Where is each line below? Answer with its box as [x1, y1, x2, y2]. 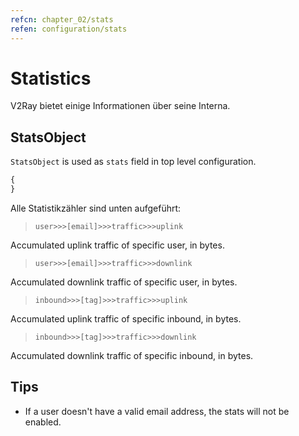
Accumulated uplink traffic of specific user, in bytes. [10, 239, 225, 251]
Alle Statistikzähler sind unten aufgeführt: [10, 202, 182, 214]
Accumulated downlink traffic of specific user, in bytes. [10, 276, 238, 288]
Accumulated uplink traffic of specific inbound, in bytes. [10, 313, 242, 325]
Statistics [10, 67, 92, 90]
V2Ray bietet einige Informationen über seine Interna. [10, 100, 231, 112]
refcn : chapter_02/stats [10, 14, 114, 25]
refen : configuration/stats [10, 24, 128, 34]
